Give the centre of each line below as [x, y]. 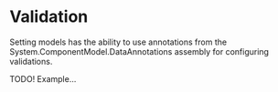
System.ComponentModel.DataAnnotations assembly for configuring [139, 51]
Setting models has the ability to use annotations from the [118, 42]
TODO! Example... [43, 78]
